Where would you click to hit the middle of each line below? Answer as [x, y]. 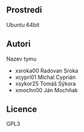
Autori [19, 44]
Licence [22, 109]
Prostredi [24, 10]
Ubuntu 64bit [23, 24]
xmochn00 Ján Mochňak [46, 90]
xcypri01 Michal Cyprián [45, 77]
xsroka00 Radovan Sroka [47, 70]
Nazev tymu [21, 59]
